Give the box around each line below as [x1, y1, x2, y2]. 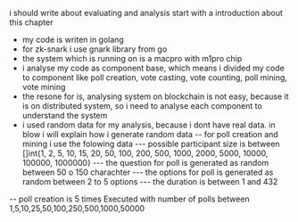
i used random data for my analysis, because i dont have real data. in [21, 119, 276, 130]
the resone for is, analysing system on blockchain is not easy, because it [21, 91, 289, 102]
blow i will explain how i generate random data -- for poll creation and [21, 129, 278, 139]
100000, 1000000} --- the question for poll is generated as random [21, 158, 269, 168]
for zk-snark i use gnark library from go [21, 44, 168, 54]
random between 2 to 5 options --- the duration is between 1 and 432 [21, 177, 278, 186]
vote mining [21, 82, 66, 92]
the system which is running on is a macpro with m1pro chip [21, 53, 243, 63]
